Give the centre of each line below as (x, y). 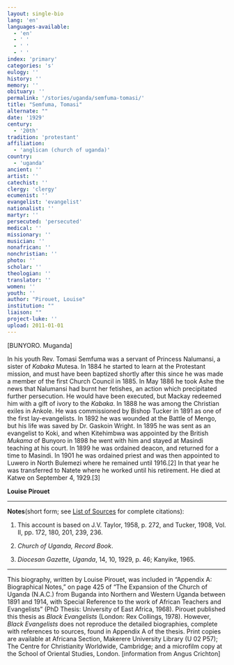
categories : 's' (31, 66)
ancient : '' (24, 169)
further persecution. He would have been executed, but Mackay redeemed (114, 396)
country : (20, 157)
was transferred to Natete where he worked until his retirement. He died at (114, 470)
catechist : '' (28, 182)
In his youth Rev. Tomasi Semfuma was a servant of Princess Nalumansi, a (114, 359)
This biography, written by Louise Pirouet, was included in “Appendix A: (110, 579)
